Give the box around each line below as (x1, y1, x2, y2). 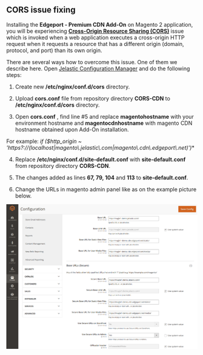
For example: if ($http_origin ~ (6, 138, 82, 145)
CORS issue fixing (6, 5, 76, 15)
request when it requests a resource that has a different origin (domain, (6, 40, 184, 47)
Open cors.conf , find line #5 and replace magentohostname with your (15, 113, 194, 120)
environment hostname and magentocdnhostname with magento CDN (15, 119, 193, 127)
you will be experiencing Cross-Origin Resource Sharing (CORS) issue (6, 27, 184, 35)
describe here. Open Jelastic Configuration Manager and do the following (6, 65, 190, 72)
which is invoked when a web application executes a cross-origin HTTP (6, 33, 185, 41)
